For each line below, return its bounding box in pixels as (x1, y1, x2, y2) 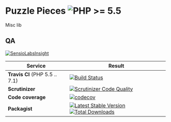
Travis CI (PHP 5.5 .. (8, 71, 57, 78)
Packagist (8, 105, 33, 112)
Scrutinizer (8, 85, 36, 93)
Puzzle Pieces (5, 5, 66, 17)
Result (108, 62, 125, 69)
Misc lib (5, 22, 22, 28)
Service (26, 62, 46, 69)
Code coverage (8, 94, 46, 101)
